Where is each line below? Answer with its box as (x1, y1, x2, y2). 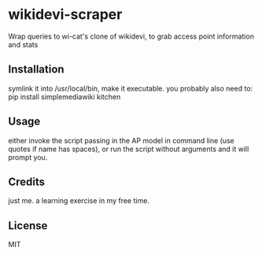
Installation (8, 63, 65, 76)
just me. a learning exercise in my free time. (8, 196, 149, 205)
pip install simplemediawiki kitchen (8, 92, 121, 102)
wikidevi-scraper (8, 6, 123, 24)
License (8, 219, 48, 232)
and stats (8, 39, 39, 49)
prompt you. (8, 152, 48, 162)
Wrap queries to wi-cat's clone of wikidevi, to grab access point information (8, 31, 254, 41)
